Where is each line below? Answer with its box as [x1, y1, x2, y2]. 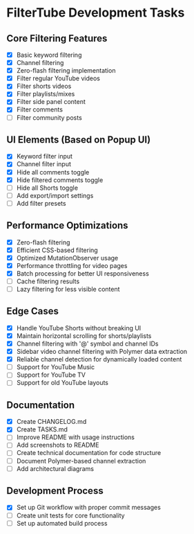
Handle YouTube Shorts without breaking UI [16, 323, 142, 332]
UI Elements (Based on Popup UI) [6, 134, 151, 145]
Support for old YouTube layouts [16, 379, 108, 387]
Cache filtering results [16, 277, 80, 285]
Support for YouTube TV [16, 371, 86, 379]
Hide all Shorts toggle [16, 184, 79, 192]
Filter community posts [16, 113, 82, 122]
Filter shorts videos [16, 82, 72, 91]
